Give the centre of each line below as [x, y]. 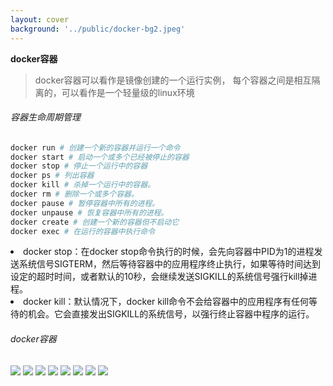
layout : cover [40, 19]
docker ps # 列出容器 [52, 176]
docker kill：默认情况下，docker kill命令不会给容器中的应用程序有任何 [166, 302]
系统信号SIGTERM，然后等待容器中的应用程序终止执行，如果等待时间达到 [169, 264]
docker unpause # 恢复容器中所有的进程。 [89, 212]
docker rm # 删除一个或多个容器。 [74, 194]
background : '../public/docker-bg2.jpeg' [98, 29]
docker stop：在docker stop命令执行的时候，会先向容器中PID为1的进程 [169, 252]
